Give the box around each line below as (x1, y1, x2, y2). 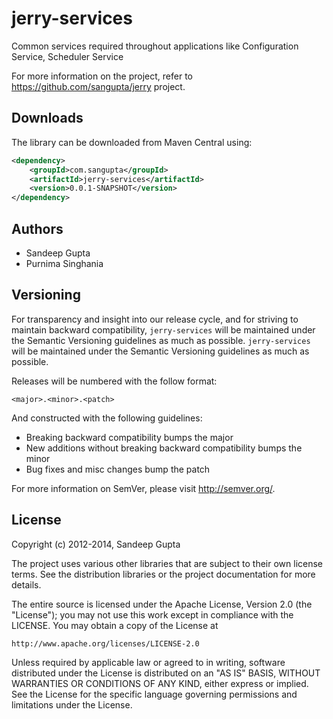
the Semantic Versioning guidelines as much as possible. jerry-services (11, 334, 311, 346)
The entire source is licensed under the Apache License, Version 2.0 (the (11, 598, 313, 610)
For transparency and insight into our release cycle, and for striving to (11, 313, 299, 325)
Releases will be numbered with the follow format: (11, 375, 218, 387)
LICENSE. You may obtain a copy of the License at (11, 619, 219, 631)
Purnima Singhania (25, 257, 104, 269)
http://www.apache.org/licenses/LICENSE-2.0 (11, 638, 200, 649)
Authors (11, 220, 64, 237)
